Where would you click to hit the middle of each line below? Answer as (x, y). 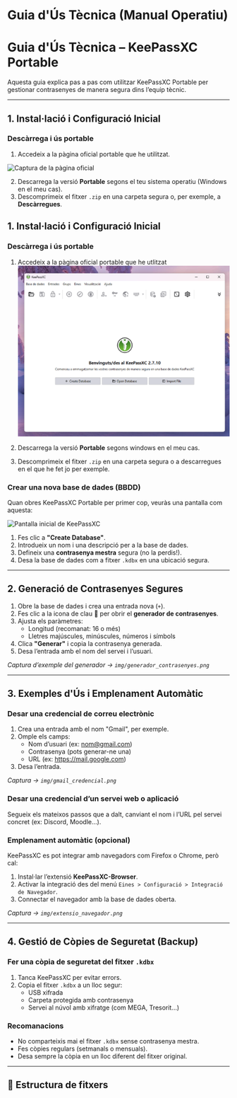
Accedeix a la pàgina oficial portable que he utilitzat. (94, 154)
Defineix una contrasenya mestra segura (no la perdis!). (99, 553)
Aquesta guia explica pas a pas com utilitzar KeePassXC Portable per (108, 82)
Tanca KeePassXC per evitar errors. (69, 977)
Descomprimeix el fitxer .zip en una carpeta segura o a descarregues (120, 461)
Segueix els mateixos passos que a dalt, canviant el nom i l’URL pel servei (115, 814)
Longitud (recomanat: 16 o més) (74, 628)
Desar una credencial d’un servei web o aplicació (93, 799)
